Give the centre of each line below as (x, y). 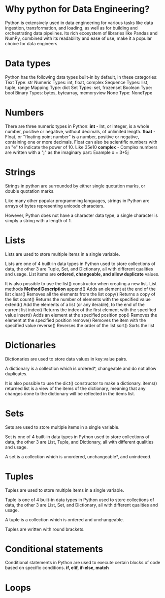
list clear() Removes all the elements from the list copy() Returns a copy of (80, 294)
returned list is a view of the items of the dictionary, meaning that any (75, 388)
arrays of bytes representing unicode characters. (55, 206)
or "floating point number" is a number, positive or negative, (78, 137)
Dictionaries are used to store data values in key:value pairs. (66, 359)
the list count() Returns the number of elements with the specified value (78, 299)
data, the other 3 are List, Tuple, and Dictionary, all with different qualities (79, 442)
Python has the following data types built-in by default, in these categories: (81, 77)
